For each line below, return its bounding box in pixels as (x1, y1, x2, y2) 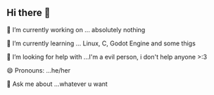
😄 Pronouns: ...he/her (6, 66, 71, 74)
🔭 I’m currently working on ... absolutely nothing (6, 25, 146, 34)
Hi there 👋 (6, 7, 51, 19)
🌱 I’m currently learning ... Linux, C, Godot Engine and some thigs (6, 39, 196, 47)
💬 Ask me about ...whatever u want (6, 80, 108, 88)
